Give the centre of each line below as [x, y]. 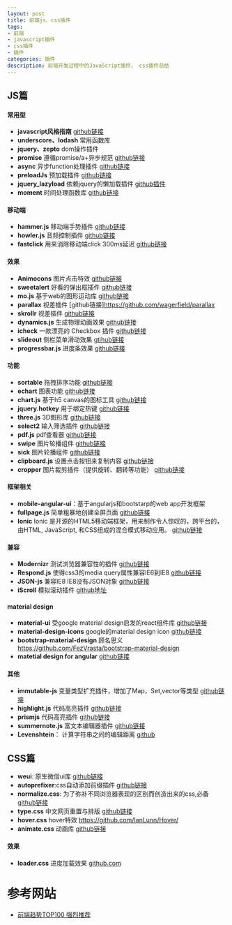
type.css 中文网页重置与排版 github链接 [75, 811]
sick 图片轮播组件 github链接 [59, 452]
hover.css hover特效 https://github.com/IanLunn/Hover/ [98, 820]
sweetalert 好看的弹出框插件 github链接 [75, 287]
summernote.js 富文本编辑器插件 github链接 [81, 725]
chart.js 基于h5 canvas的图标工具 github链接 [82, 399]
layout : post [26, 14]
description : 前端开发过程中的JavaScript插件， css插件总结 [88, 66]
